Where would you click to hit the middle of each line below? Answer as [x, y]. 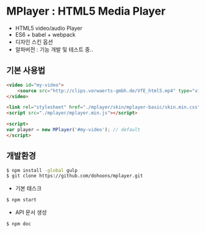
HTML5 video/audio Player [49, 28]
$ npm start [21, 200]
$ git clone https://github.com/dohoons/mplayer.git [75, 176]
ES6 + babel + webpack [45, 34]
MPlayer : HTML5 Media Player [86, 11]
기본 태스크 [28, 188]
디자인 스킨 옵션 [34, 41]
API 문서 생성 [31, 212]
